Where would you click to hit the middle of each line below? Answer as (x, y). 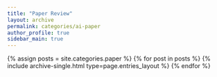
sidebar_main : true (35, 39)
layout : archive (31, 20)
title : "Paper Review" (40, 13)
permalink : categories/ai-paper (54, 26)
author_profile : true (38, 33)
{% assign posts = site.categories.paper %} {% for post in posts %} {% (109, 58)
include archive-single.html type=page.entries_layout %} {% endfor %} (109, 66)
